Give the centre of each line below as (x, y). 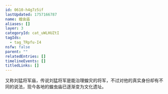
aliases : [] (18, 24)
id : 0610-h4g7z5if (24, 10)
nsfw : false (18, 47)
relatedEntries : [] (26, 56)
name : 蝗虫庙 (18, 19)
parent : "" (17, 51)
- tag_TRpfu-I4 (26, 42)
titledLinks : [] (22, 65)
